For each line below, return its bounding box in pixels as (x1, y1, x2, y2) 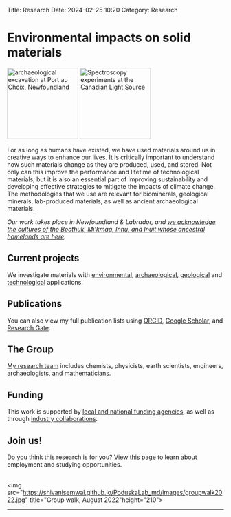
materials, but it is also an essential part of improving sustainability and (7, 175, 208, 183)
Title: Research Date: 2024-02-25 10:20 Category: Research (7, 6, 178, 14)
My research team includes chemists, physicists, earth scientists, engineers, (7, 362, 223, 370)
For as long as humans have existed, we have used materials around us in (7, 145, 216, 154)
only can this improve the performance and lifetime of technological (7, 168, 199, 176)
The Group (7, 343, 54, 355)
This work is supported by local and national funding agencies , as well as (7, 407, 214, 416)
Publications (7, 298, 63, 310)
